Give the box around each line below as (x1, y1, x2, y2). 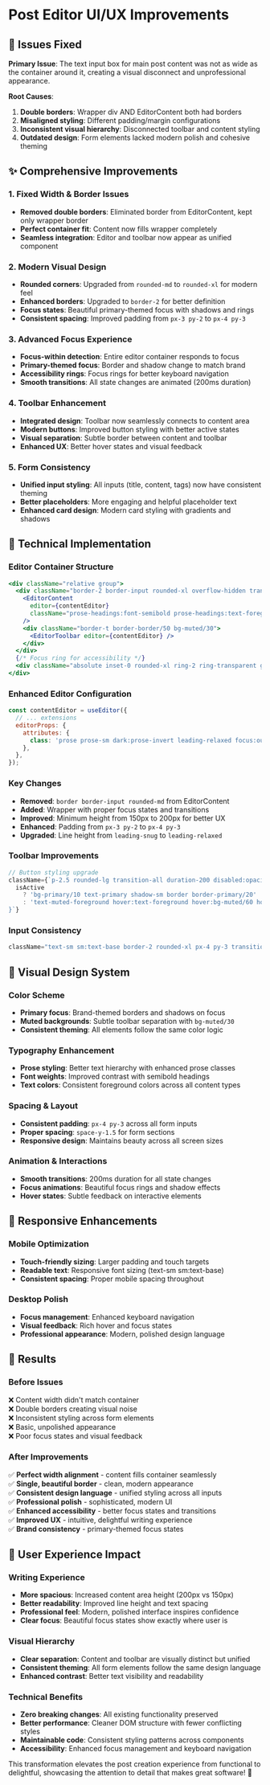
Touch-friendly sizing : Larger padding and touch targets (19, 1256, 210, 1267)
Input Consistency (8, 925, 82, 935)
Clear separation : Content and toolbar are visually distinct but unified (19, 1654, 251, 1664)
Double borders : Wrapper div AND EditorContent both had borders (19, 107, 243, 117)
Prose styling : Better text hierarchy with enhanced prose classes (19, 1063, 235, 1073)
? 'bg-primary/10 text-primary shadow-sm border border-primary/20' (22, 890, 257, 899)
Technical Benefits (8, 1691, 84, 1702)
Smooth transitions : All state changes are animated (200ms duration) (19, 378, 252, 387)
